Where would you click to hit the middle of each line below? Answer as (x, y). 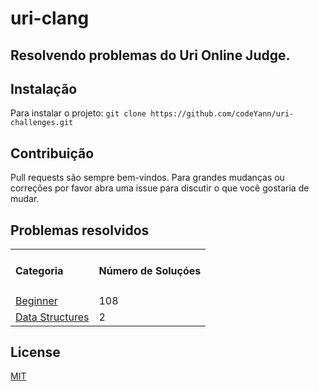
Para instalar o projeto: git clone (78, 113)
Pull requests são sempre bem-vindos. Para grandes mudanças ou (147, 178)
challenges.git (42, 123)
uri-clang (50, 18)
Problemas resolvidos (80, 230)
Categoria (39, 271)
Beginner (36, 300)
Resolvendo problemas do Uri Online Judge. (150, 55)
